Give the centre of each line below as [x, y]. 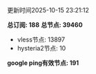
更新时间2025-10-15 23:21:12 [48, 10]
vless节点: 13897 [41, 39]
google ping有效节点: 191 [43, 63]
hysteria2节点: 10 [41, 48]
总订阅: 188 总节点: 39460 [45, 25]
